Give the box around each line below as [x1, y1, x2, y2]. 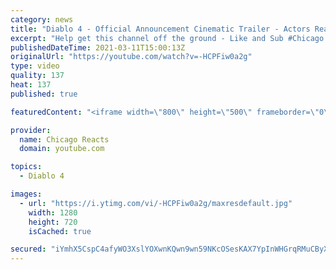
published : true [10, 89, 78, 99]
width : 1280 [28, 207, 78, 218]
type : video [10, 61, 60, 71]
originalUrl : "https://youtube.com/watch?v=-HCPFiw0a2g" [10, 52, 253, 62]
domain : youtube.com [19, 144, 105, 154]
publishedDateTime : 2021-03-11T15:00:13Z [10, 42, 186, 53]
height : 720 [28, 217, 78, 227]
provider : [10, 125, 52, 135]
